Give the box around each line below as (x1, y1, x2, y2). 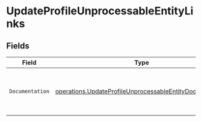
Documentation (9, 88, 50, 94)
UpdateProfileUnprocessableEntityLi (6, 4, 194, 18)
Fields (6, 41, 30, 51)
